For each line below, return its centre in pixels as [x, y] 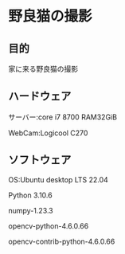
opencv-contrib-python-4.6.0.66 [62, 241]
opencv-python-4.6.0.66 [49, 226]
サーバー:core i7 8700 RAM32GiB [63, 117]
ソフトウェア [40, 160]
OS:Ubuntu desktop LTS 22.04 [59, 179]
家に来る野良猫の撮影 [43, 69]
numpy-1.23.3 [31, 210]
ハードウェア [40, 96]
